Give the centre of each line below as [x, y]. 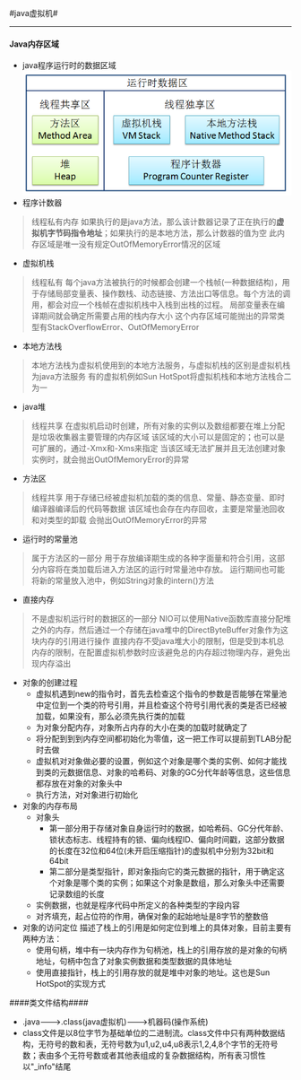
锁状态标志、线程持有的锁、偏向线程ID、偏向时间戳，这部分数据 [167, 840]
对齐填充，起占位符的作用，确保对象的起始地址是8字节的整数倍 [152, 917]
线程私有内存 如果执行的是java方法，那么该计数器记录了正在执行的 [154, 222]
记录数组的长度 [77, 894]
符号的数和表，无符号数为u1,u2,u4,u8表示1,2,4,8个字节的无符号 [162, 1044]
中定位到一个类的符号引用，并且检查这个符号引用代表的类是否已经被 [161, 705]
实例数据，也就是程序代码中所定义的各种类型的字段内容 [138, 905]
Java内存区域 [34, 44]
